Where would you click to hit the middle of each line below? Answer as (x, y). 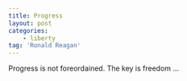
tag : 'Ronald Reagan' (45, 46)
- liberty (39, 38)
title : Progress (35, 16)
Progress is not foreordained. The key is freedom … (94, 68)
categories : (28, 30)
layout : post (30, 23)
